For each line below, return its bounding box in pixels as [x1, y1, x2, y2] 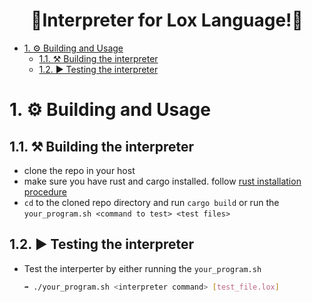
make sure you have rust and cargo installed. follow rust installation [23, 175, 302, 187]
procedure [23, 185, 68, 198]
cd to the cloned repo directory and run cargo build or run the [23, 196, 280, 208]
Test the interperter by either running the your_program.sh [23, 262, 262, 274]
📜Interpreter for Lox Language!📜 [30, 9, 304, 32]
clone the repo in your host [23, 164, 136, 176]
